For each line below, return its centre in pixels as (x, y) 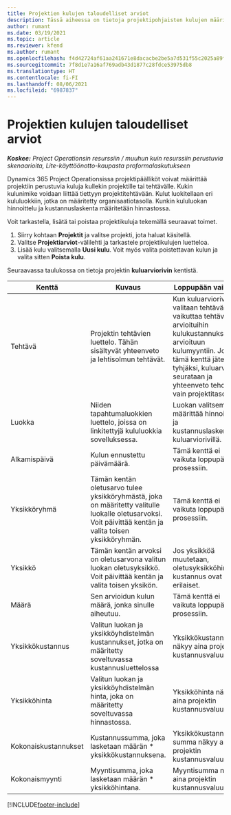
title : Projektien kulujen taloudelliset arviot (78, 13)
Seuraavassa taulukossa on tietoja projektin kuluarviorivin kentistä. (102, 270)
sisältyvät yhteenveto (125, 351)
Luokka (22, 423)
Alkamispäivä (32, 459)
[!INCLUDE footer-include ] (44, 805)
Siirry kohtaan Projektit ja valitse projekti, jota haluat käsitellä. (104, 235)
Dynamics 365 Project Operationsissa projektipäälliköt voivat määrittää (107, 179)
